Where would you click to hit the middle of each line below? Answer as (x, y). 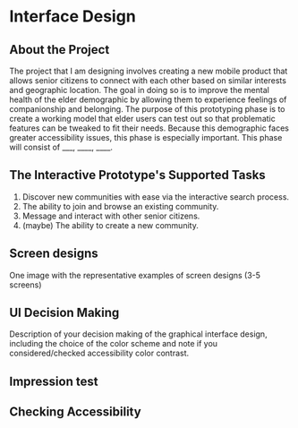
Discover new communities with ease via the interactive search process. (155, 197)
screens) (26, 285)
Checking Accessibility (75, 412)
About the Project (60, 50)
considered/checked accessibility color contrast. (99, 353)
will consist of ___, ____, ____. (61, 147)
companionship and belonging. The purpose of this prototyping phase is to (147, 109)
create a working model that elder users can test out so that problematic (142, 119)
